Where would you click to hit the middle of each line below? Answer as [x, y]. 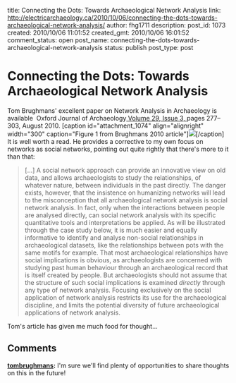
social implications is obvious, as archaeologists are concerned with [123, 260]
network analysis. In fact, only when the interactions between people [125, 207]
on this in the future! [37, 372]
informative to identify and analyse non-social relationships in [114, 237]
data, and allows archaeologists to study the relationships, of [113, 177]
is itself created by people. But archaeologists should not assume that [126, 275]
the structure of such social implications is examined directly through [125, 282]
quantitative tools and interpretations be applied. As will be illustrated [125, 222]
